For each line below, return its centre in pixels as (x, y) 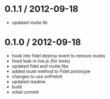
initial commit (25, 92)
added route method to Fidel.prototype (51, 71)
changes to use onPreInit (37, 76)
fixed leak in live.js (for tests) (41, 61)
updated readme (28, 81)
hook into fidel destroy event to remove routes (58, 56)
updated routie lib (29, 22)
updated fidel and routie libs (40, 66)
